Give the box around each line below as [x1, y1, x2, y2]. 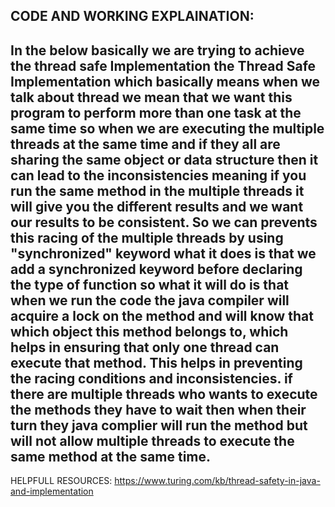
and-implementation [10, 485, 94, 498]
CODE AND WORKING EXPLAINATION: [10, 8, 255, 25]
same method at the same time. [10, 448, 212, 465]
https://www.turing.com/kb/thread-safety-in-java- [114, 475, 321, 487]
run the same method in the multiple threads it [10, 182, 305, 199]
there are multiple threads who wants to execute [10, 385, 318, 403]
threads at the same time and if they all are [10, 135, 281, 153]
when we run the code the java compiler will [10, 292, 290, 309]
